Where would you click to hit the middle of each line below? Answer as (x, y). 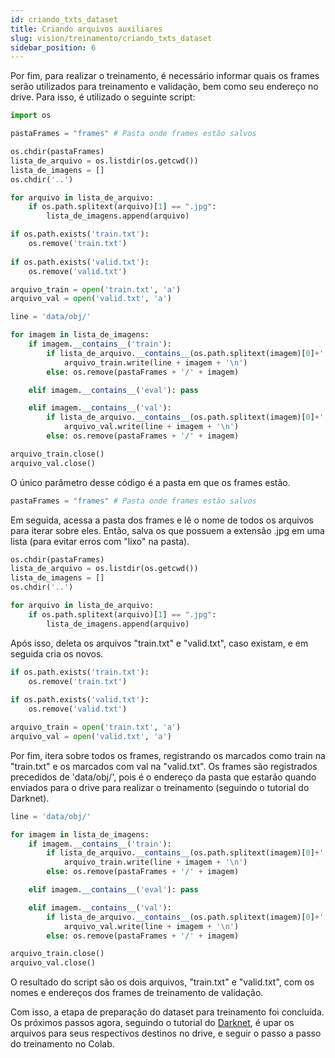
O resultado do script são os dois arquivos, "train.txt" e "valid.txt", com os (162, 982)
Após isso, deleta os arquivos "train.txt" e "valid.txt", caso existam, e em (159, 643)
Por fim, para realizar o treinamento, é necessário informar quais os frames (165, 76)
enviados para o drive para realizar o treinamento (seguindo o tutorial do (160, 787)
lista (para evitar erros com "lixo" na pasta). (100, 541)
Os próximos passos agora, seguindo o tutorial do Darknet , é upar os (152, 1023)
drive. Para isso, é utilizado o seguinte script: (103, 97)
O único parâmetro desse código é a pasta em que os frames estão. (150, 482)
